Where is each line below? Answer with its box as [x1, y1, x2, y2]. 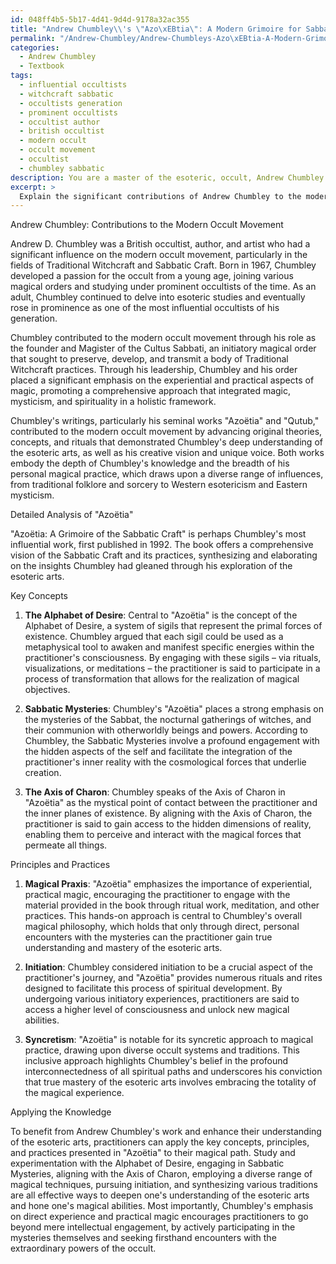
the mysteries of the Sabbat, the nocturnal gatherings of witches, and [24, 714, 312, 726]
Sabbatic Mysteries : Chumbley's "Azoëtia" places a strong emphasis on [24, 703, 324, 715]
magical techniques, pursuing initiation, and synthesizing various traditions [10, 1179, 318, 1191]
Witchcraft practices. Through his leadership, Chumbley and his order [10, 364, 298, 376]
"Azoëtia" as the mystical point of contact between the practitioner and [24, 797, 318, 809]
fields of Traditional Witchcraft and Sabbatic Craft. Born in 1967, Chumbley [10, 259, 317, 271]
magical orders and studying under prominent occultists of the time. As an [10, 281, 317, 293]
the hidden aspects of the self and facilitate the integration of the [24, 746, 293, 758]
